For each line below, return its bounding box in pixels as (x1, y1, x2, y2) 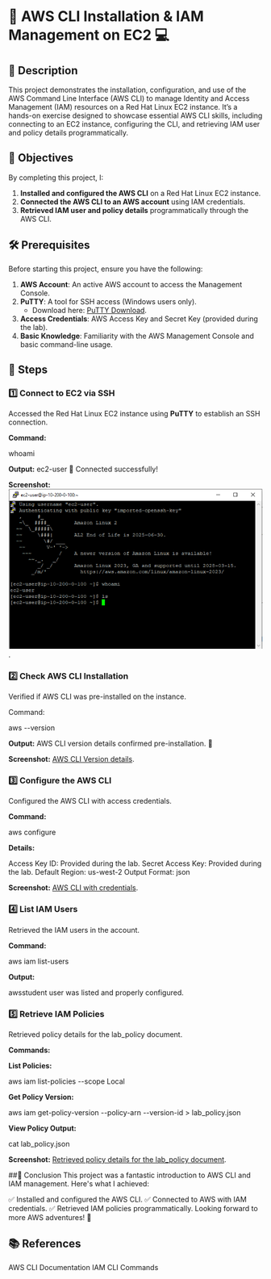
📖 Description (8, 64, 78, 77)
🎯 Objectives (8, 151, 74, 165)
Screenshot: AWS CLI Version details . (8, 754, 135, 764)
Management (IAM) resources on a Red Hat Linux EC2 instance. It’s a (8, 102, 238, 111)
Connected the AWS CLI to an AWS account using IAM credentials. (19, 197, 246, 207)
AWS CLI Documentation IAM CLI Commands (8, 1262, 159, 1272)
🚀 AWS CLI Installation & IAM (8, 7, 204, 26)
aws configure (8, 827, 56, 838)
